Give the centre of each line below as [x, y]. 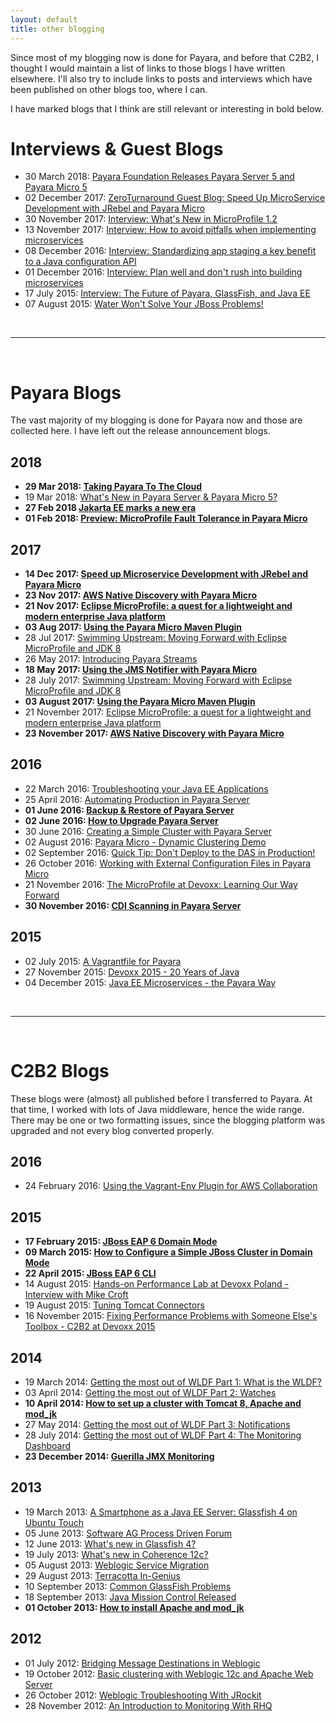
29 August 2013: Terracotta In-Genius [102, 1575]
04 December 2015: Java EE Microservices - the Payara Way [150, 982]
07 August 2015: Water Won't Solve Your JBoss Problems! [144, 304]
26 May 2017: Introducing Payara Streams [111, 659]
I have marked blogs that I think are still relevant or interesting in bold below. [167, 108]
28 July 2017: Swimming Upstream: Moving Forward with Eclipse [158, 680]
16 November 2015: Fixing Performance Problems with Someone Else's [171, 1316]
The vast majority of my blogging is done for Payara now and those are [156, 420]
